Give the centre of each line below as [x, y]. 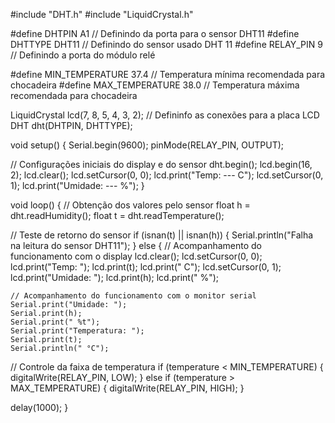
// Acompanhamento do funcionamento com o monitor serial [133, 296]
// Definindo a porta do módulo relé [83, 55]
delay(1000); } [39, 407]
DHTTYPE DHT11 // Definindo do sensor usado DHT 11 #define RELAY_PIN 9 [166, 44]
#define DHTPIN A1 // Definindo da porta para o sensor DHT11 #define [155, 33]
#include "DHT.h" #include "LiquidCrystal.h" [102, 14]
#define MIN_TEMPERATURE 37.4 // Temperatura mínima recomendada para [168, 74]
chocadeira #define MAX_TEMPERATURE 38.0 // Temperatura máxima [155, 85]
